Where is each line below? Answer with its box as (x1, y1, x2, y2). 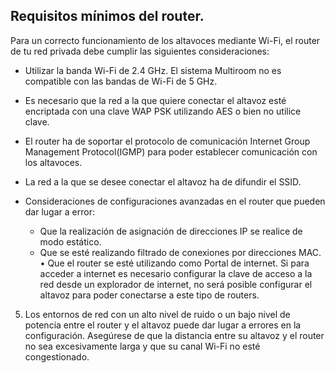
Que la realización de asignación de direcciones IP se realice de (39, 225, 303, 237)
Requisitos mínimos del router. (10, 8, 205, 25)
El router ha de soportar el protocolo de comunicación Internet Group (24, 135, 311, 147)
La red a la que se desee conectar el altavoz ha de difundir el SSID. (24, 175, 302, 188)
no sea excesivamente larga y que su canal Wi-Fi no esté (24, 340, 261, 352)
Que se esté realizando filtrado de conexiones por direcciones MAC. (39, 246, 322, 258)
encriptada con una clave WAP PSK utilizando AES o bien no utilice (24, 105, 302, 117)
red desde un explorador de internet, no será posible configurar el (39, 278, 313, 290)
